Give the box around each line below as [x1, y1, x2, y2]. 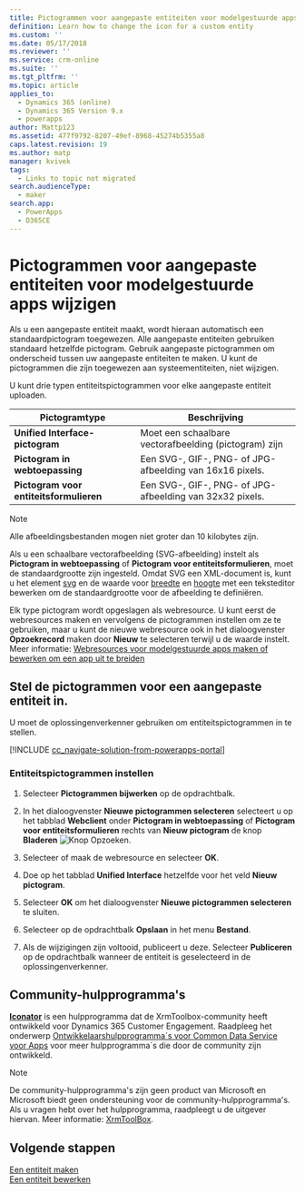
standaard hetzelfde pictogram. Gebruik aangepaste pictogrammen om [9, 342, 275, 354]
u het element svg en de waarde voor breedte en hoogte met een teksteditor [9, 577, 295, 588]
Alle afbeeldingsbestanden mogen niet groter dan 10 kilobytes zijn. [9, 530, 259, 541]
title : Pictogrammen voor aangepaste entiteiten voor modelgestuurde [9, 13, 279, 23]
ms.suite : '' [9, 64, 59, 74]
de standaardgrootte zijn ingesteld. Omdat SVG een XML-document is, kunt [9, 567, 292, 578]
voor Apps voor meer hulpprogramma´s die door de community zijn [9, 1040, 261, 1051]
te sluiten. [22, 906, 60, 917]
